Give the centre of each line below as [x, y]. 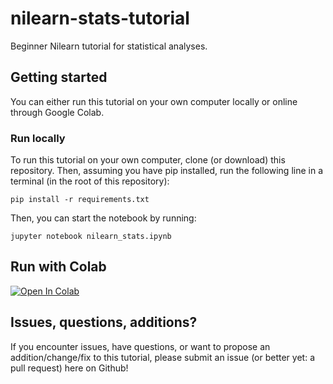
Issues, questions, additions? [104, 322]
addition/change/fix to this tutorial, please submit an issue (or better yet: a [162, 357]
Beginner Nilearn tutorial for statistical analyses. [109, 46]
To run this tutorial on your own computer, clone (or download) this [148, 160]
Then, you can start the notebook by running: [103, 218]
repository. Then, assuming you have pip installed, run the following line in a [167, 171]
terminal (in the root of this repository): [90, 181]
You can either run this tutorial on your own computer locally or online [154, 101]
